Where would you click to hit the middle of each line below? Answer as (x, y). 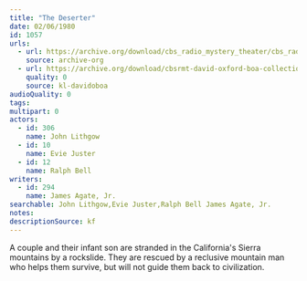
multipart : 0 (34, 111)
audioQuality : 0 (40, 94)
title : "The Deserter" (53, 18)
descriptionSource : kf (53, 221)
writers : (26, 179)
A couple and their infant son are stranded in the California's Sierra (135, 247)
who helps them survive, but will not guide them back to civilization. (137, 266)
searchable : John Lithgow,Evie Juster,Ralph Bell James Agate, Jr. (141, 205)
